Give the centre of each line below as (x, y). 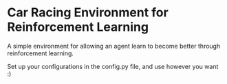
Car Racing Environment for (88, 13)
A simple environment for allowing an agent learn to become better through (114, 46)
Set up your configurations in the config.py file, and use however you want (113, 66)
